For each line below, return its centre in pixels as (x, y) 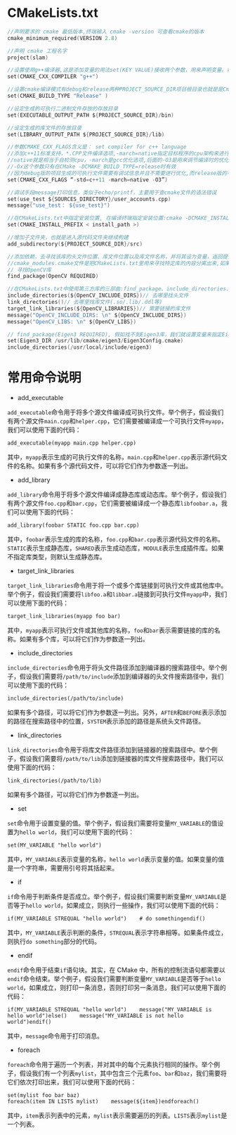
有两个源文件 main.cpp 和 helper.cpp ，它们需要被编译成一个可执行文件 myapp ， (117, 421)
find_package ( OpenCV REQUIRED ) (53, 276)
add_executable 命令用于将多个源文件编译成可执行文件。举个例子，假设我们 (116, 412)
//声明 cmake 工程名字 (37, 51)
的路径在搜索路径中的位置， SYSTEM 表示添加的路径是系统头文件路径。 (106, 722)
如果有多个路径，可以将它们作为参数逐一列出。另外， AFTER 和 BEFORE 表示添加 (117, 712)
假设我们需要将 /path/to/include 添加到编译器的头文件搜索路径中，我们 (122, 676)
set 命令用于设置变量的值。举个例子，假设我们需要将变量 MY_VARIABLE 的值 (112, 823)
